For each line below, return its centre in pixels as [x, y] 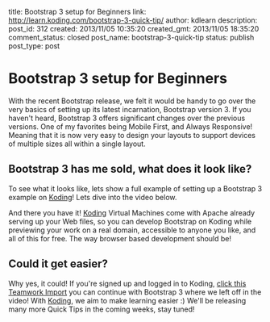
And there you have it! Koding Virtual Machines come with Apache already [132, 212]
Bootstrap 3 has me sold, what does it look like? [130, 169]
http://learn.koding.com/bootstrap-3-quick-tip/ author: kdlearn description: [133, 20]
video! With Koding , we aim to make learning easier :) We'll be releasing [127, 300]
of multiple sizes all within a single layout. [77, 144]
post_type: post [34, 46]
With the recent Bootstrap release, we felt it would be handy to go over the [132, 101]
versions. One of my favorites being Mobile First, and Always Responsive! [131, 126]
